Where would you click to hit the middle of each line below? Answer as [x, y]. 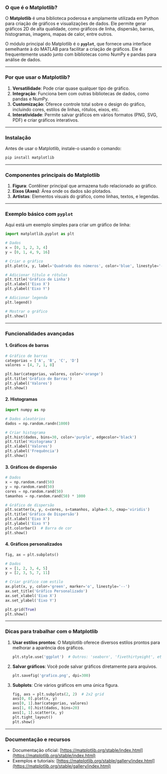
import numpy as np [25, 410]
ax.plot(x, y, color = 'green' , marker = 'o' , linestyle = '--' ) [68, 587]
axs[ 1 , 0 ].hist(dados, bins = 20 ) [46, 708]
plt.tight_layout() [33, 717]
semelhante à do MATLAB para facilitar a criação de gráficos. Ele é [74, 49]
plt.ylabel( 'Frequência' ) [32, 451]
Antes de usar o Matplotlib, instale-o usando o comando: [63, 148]
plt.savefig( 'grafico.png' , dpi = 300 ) [51, 675]
